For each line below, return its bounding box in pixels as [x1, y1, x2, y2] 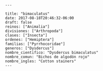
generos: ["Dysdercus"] [5, 46, 54, 51]
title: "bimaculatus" [5, 11, 50, 16]
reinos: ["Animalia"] [5, 24, 50, 29]
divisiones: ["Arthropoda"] [5, 29, 63, 34]
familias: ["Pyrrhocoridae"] [5, 41, 65, 46]
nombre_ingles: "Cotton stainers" [5, 59, 76, 64]
